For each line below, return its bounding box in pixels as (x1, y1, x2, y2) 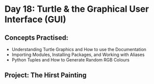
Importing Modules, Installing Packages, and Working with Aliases (11, 52, 145, 57)
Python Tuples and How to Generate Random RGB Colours (11, 57, 130, 62)
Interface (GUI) (4, 14, 66, 25)
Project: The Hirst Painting (4, 71, 87, 80)
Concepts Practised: (4, 33, 69, 42)
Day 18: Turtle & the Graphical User (4, 3, 149, 15)
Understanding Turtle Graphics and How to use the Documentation (11, 47, 147, 52)
